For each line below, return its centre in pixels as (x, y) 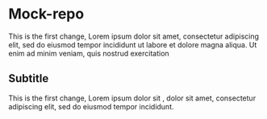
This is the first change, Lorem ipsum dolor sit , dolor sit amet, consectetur (132, 98)
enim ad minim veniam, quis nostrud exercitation (89, 53)
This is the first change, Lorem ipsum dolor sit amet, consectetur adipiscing (134, 36)
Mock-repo (46, 14)
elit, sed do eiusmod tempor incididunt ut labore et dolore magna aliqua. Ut (133, 44)
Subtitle (29, 78)
